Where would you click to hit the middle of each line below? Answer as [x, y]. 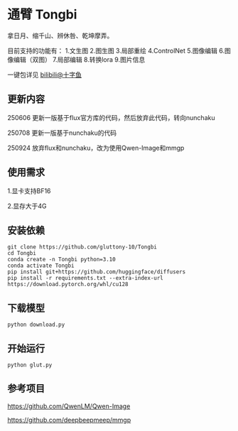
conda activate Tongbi [41, 266]
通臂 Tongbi [42, 15]
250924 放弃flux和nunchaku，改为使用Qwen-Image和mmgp [96, 148]
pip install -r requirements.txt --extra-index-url [85, 278]
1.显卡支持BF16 [29, 191]
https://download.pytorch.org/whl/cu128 [68, 285]
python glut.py [30, 365]
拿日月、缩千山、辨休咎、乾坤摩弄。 [60, 36]
